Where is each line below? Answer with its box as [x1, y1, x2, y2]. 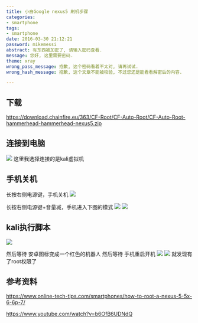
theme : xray [6, 58, 35, 64]
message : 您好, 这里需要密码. [6, 53, 74, 58]
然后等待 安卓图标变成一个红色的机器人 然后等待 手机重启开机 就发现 [6, 250, 187, 257]
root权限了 [11, 257, 37, 265]
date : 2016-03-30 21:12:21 [6, 36, 73, 42]
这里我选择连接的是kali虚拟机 [13, 155, 85, 162]
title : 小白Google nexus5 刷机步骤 [6, 8, 89, 15]
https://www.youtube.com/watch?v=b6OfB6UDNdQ [6, 311, 133, 318]
